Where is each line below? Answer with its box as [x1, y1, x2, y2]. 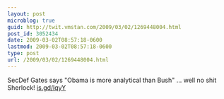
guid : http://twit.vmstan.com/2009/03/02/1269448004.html [7, 23, 182, 30]
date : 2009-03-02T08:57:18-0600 [7, 37, 102, 44]
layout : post [7, 10, 46, 18]
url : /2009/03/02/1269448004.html [7, 57, 110, 64]
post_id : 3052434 [7, 30, 59, 37]
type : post [7, 50, 40, 57]
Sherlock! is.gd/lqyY [7, 83, 66, 92]
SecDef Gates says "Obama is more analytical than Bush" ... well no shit [7, 76, 217, 84]
